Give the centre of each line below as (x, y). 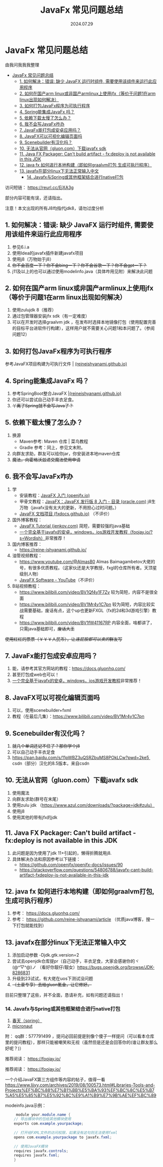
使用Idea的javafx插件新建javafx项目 (48, 253)
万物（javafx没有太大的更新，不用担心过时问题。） (69, 507)
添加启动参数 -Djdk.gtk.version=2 (45, 955)
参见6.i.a (21, 247)
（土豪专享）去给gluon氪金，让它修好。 (52, 985)
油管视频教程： (27, 555)
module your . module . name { (43, 1115)
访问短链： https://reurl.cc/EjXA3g (39, 187)
